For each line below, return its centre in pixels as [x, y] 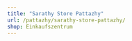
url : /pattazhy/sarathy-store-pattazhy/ [67, 20]
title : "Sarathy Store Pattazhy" [56, 14]
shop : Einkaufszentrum [40, 26]
